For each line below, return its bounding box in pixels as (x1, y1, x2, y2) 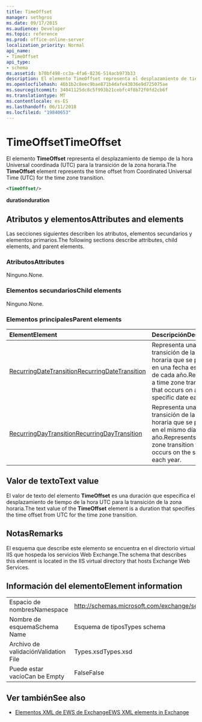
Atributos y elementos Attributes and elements (6, 214, 184, 224)
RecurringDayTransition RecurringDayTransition (9, 429, 142, 437)
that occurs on (151, 386, 193, 394)
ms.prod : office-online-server (6, 37, 85, 43)
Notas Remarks (6, 529, 63, 539)
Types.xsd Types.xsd (74, 648, 132, 656)
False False (74, 669, 104, 677)
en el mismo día (151, 425, 197, 434)
